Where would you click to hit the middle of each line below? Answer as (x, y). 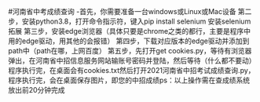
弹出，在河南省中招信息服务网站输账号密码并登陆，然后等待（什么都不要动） (132, 60)
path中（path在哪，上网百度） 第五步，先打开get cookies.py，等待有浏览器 (130, 51)
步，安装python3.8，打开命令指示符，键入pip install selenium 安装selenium (130, 21)
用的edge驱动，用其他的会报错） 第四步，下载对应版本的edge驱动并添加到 (129, 41)
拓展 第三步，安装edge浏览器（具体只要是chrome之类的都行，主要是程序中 (130, 31)
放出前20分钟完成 (37, 90)
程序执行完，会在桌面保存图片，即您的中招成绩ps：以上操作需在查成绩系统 (129, 80)
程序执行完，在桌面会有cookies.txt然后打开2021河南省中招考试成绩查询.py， (132, 70)
